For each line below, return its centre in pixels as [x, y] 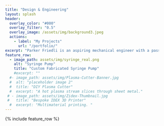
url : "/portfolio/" [38, 46]
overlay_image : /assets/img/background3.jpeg [57, 32]
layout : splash [20, 14]
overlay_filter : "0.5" [32, 28]
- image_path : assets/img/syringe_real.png [54, 60]
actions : [18, 37]
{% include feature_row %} [32, 119]
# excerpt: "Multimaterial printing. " [51, 105]
